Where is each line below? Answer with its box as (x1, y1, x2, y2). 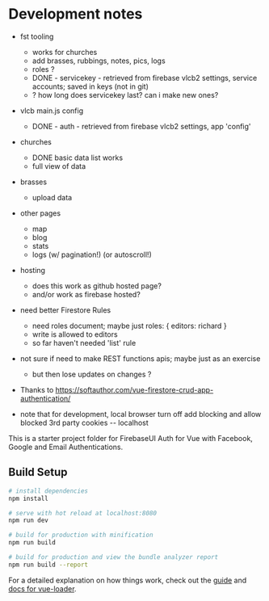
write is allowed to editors (32, 329, 119, 339)
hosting (19, 265, 46, 275)
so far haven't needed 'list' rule (32, 338, 137, 347)
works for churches (32, 47, 98, 57)
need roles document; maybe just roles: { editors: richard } (32, 321, 228, 330)
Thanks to (19, 385, 54, 394)
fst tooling (19, 32, 54, 41)
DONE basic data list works (32, 153, 124, 162)
